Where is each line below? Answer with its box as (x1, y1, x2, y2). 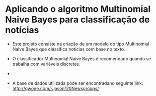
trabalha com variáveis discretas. (12, 61, 80, 67)
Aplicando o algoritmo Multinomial (5, 3, 151, 15)
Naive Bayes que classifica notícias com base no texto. (12, 46, 125, 52)
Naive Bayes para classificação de (5, 14, 150, 25)
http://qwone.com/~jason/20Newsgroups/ (12, 85, 99, 91)
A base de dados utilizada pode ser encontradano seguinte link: (12, 80, 143, 86)
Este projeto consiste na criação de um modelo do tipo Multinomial (12, 41, 150, 47)
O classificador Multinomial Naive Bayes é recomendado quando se (12, 55, 152, 61)
